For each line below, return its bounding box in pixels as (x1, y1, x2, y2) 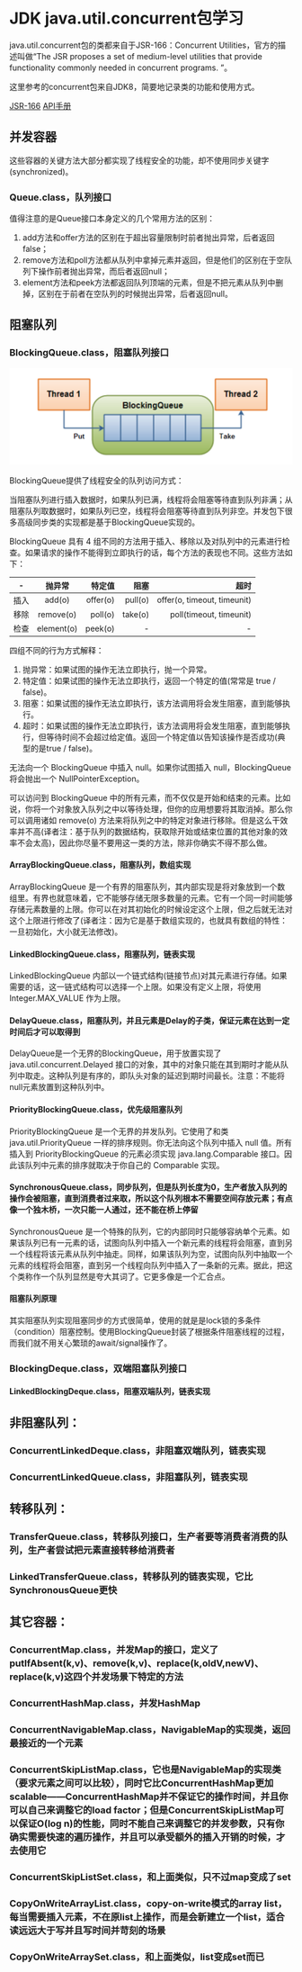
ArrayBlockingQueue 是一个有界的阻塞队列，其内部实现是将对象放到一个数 (9, 881, 286, 892)
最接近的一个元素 (9, 1737, 84, 1750)
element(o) (37, 623, 78, 634)
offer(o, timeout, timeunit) (156, 595, 252, 606)
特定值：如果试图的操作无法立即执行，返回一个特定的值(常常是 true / (22, 675, 277, 686)
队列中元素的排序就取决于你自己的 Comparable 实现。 (24, 1159, 225, 1170)
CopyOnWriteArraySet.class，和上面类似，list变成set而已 (9, 1950, 265, 1963)
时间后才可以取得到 (9, 1026, 81, 1037)
